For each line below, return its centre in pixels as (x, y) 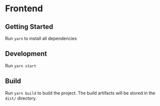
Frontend (24, 9)
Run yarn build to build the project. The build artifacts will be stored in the (80, 93)
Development (26, 54)
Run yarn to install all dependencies (41, 38)
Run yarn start (21, 66)
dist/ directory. (21, 98)
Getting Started (29, 27)
